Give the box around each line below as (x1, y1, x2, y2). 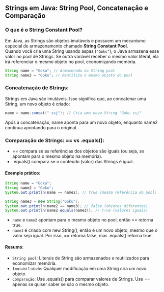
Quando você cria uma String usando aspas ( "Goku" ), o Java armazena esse (5, 48, 160, 54)
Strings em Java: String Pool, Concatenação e (5, 4, 149, 12)
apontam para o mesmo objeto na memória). (12, 153, 103, 159)
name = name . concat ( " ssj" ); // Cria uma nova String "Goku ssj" (5, 110, 141, 115)
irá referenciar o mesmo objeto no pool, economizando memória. (5, 59, 137, 65)
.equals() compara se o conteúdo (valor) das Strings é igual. (12, 158, 134, 164)
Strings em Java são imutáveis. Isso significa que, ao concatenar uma (5, 96, 146, 102)
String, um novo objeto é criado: (5, 101, 70, 107)
